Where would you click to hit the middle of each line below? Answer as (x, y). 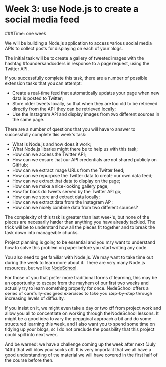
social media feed (42, 20)
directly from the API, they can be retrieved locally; (64, 109)
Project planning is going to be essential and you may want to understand (80, 242)
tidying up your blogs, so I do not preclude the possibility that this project (80, 329)
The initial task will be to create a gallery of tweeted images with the (75, 58)
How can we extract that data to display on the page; (66, 181)
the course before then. (29, 360)
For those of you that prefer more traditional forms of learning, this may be (81, 277)
